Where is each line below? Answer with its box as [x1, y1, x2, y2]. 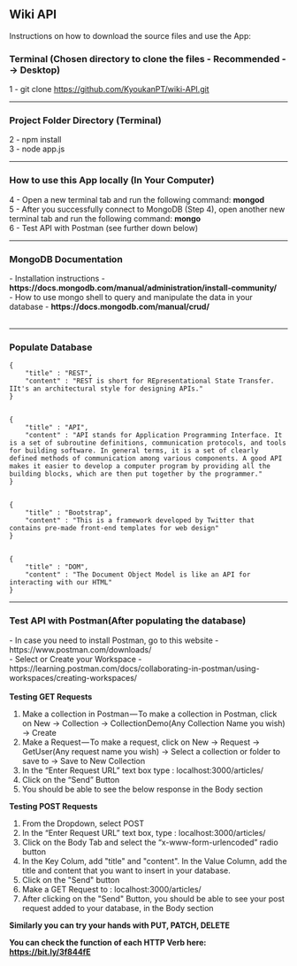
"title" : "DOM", [25, 562, 89, 572]
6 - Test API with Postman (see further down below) [9, 222, 199, 233]
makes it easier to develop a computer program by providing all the [9, 462, 271, 471]
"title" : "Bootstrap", [25, 508, 113, 517]
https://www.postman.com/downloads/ [9, 644, 152, 654]
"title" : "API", [25, 423, 89, 432]
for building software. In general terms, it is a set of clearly [9, 446, 259, 455]
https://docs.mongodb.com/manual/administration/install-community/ [9, 282, 277, 293]
